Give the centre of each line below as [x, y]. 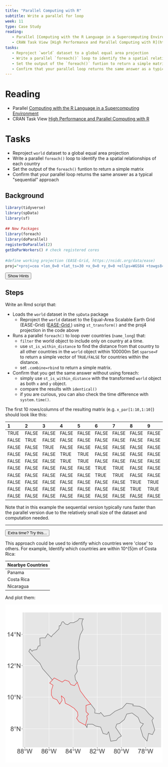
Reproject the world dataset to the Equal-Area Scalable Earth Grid [87, 320]
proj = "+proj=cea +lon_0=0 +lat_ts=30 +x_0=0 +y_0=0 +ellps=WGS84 [74, 266]
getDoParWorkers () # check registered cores [52, 250]
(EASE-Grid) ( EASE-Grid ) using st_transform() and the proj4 [83, 325]
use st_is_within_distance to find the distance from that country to [89, 346]
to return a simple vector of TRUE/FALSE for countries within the [84, 357]
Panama [16, 572]
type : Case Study [23, 27]
